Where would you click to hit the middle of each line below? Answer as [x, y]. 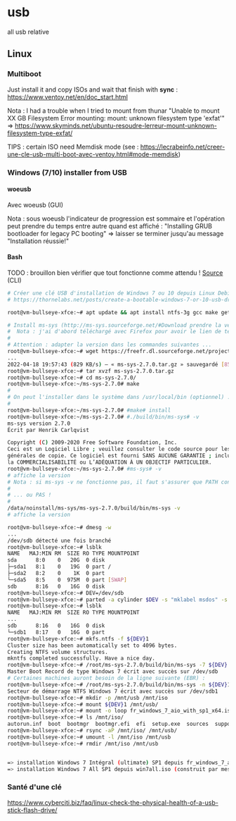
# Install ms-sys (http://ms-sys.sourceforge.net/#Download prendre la [114, 325]
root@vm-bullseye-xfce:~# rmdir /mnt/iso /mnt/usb [83, 743]
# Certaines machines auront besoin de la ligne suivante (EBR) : [106, 678]
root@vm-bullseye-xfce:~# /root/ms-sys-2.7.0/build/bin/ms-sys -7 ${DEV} [118, 665]
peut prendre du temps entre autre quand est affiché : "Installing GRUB [110, 226]
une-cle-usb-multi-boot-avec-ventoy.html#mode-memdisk [93, 154]
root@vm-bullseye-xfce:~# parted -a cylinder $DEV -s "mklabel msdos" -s [118, 600]
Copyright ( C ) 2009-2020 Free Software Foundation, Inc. [92, 443]
